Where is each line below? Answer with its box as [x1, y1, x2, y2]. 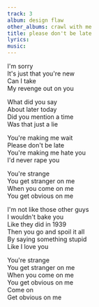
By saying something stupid [7, 235, 87, 243]
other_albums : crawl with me [7, 23, 92, 30]
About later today [7, 106, 57, 113]
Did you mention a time [7, 113, 74, 121]
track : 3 [7, 10, 33, 17]
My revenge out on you [7, 85, 75, 92]
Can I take [7, 77, 37, 85]
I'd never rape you [7, 156, 60, 164]
